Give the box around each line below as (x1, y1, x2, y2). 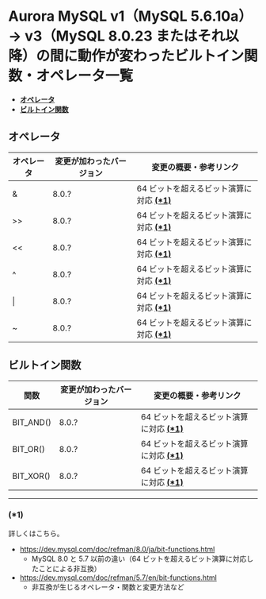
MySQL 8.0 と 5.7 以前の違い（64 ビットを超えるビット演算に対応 (31, 554, 247, 563)
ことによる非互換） (38, 563, 101, 573)
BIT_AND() (12, 416, 51, 427)
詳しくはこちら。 (8, 528, 64, 538)
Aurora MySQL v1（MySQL (8, 7, 188, 25)
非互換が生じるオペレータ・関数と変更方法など (31, 582, 184, 592)
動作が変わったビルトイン (78, 47, 245, 65)
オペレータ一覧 (36, 67, 134, 85)
